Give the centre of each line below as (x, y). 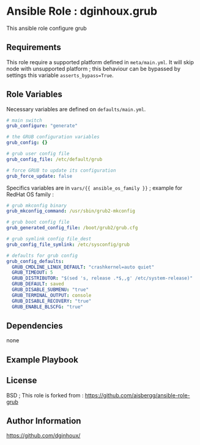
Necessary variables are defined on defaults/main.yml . (76, 109)
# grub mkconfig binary (37, 205)
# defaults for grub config (42, 256)
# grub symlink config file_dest (49, 239)
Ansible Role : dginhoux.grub (82, 11)
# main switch (24, 120)
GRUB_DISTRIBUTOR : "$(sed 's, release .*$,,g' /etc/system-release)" (102, 278)
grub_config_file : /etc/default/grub (54, 159)
